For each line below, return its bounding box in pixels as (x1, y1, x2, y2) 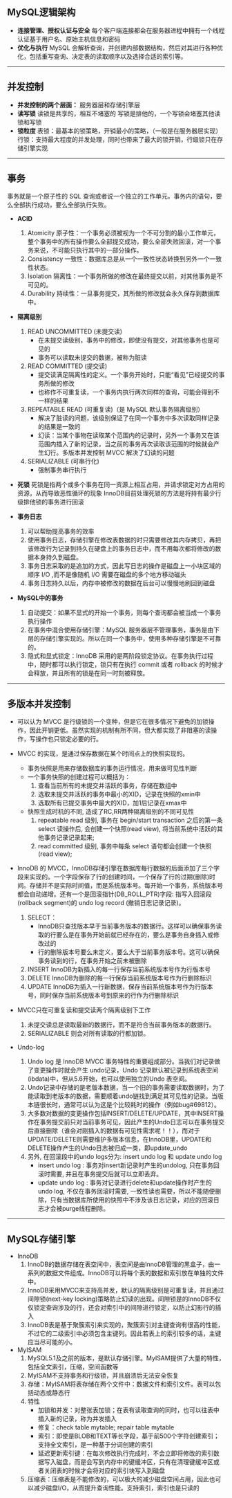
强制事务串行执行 (37, 466, 87, 474)
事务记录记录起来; (43, 833, 95, 842)
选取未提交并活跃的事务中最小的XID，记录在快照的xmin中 (37, 790, 202, 798)
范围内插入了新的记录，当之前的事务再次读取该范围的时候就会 (37, 440, 214, 448)
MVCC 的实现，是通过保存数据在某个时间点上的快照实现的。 (17, 749, 189, 758)
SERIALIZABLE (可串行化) (27, 457, 100, 466)
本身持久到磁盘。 (33, 553, 83, 562)
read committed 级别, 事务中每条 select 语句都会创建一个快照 (37, 842, 212, 850)
